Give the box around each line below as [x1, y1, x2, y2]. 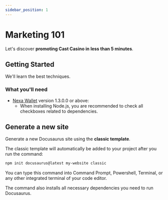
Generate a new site [5, 123, 69, 131]
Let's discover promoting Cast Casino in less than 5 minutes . [5, 46, 134, 52]
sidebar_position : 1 [5, 7, 49, 13]
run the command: [5, 151, 44, 157]
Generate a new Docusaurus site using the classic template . [5, 136, 130, 142]
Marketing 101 [5, 29, 65, 40]
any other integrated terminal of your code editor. [5, 175, 107, 181]
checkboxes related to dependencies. [20, 108, 98, 114]
